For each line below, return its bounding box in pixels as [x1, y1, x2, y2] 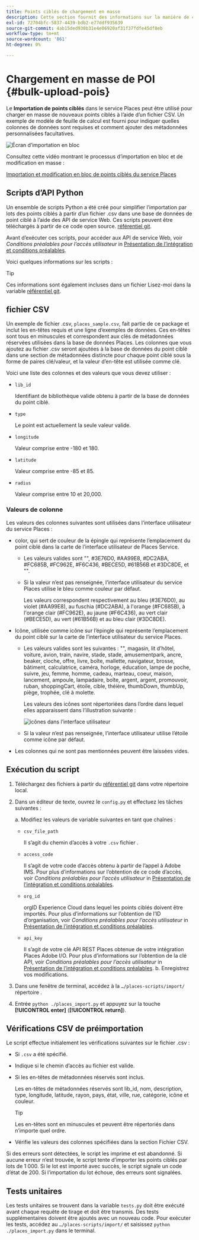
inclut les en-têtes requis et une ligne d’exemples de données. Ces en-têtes [6, 327, 191, 334]
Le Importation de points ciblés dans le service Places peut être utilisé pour [6, 104, 192, 111]
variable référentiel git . [6, 287, 62, 294]
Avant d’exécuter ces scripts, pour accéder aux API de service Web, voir [6, 234, 182, 241]
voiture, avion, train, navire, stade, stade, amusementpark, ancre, [23, 651, 182, 658]
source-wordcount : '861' [6, 36, 68, 42]
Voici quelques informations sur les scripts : [6, 258, 113, 265]
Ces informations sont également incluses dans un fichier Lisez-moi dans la [6, 281, 191, 288]
